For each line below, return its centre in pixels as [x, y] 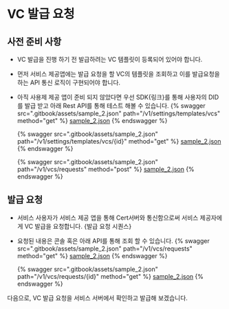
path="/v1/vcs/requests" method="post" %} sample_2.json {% [106, 169]
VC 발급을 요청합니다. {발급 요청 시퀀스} [78, 226]
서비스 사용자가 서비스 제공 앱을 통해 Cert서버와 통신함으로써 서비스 [108, 218]
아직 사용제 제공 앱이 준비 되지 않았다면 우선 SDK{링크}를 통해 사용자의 [112, 97]
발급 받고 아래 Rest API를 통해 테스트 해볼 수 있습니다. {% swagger [115, 106]
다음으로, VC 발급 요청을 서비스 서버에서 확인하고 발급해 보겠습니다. [97, 298]
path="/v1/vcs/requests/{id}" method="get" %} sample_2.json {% [110, 276]
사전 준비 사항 [34, 42]
